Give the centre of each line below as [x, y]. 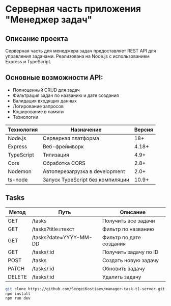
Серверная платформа [71, 138]
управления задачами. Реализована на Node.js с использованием [78, 56]
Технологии [25, 117]
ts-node [18, 180]
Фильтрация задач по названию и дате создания [66, 95]
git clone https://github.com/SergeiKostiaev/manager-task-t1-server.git [85, 289]
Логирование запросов [38, 106]
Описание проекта [37, 39]
